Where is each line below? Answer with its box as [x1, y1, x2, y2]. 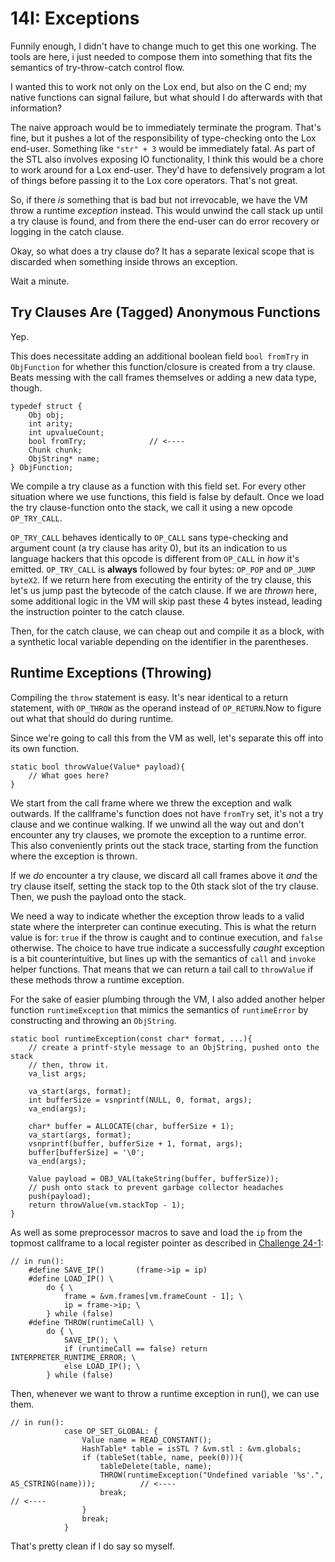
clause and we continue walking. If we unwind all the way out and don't [10, 818, 305, 830]
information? [10, 102, 63, 114]
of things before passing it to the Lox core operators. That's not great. [10, 174, 298, 186]
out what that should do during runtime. [10, 712, 174, 724]
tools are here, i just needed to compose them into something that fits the [10, 50, 313, 62]
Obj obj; [28, 410, 65, 420]
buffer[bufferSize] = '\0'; [28, 1147, 145, 1157]
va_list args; [28, 1068, 87, 1079]
